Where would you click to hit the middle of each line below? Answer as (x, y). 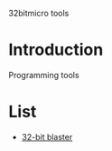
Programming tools (44, 75)
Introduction (56, 50)
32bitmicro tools (39, 13)
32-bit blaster (47, 136)
